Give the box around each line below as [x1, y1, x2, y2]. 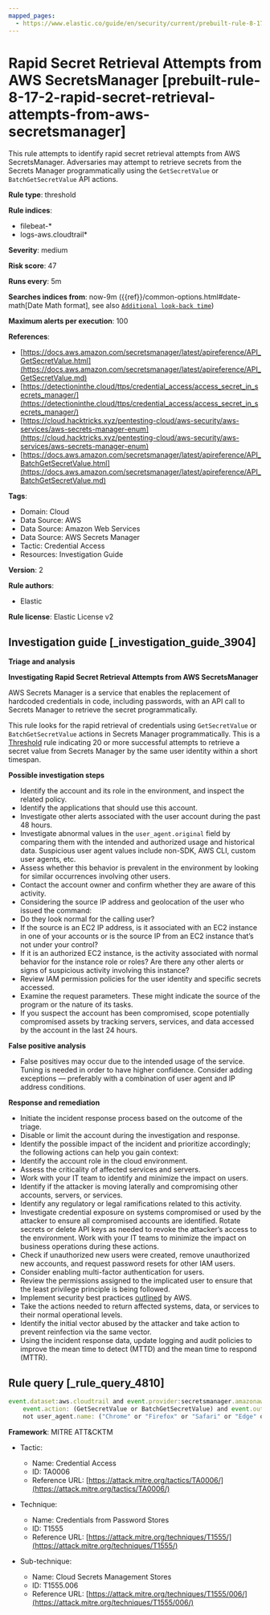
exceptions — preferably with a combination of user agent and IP [19, 1073, 235, 1083]
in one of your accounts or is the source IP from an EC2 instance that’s [19, 931, 255, 941]
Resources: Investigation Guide [19, 550, 124, 559]
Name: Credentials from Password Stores [31, 1514, 170, 1525]
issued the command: [19, 906, 92, 916]
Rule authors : [8, 581, 55, 591]
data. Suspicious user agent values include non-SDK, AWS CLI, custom [19, 846, 256, 855]
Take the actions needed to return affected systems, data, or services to [19, 1301, 260, 1312]
